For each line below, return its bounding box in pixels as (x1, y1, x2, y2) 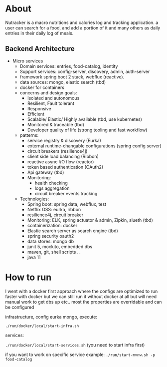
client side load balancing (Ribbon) (27, 153, 99, 159)
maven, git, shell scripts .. (27, 249, 80, 255)
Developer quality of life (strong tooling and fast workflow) (27, 127, 148, 133)
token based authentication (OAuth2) (27, 164, 104, 170)
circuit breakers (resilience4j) (27, 148, 88, 154)
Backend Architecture (5, 44, 75, 53)
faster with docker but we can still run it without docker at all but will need (5, 293, 157, 300)
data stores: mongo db (27, 238, 74, 244)
